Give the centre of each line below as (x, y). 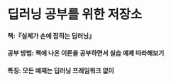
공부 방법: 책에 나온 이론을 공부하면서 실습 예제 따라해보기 (86, 53)
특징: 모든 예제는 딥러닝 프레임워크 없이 (61, 70)
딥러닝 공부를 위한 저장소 (75, 14)
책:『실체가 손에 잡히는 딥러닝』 (51, 35)
